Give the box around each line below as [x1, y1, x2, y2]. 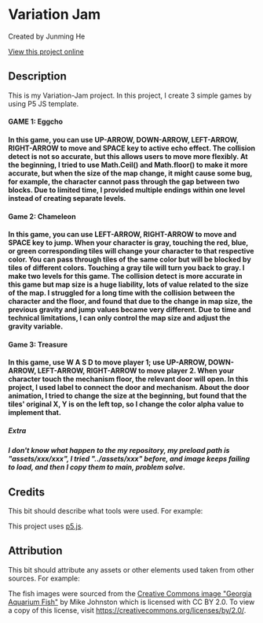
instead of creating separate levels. [8, 193, 126, 202]
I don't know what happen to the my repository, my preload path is [8, 446, 230, 455]
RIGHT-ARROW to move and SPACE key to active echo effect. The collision [8, 143, 256, 153]
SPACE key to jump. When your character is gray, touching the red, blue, [8, 238, 249, 247]
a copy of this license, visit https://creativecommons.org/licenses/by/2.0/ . [8, 605, 247, 615]
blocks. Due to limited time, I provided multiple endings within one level [8, 185, 246, 195]
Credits [8, 485, 46, 499]
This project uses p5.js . [8, 521, 84, 531]
